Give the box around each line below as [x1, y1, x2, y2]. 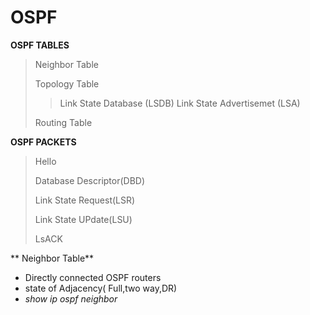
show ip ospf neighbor [24, 292, 118, 305]
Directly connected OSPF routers [24, 271, 162, 283]
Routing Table [34, 116, 93, 128]
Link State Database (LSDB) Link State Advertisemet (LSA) [59, 97, 301, 109]
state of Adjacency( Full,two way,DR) [24, 282, 178, 294]
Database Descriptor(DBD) [34, 174, 146, 186]
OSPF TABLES [10, 39, 70, 51]
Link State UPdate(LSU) [34, 213, 133, 225]
